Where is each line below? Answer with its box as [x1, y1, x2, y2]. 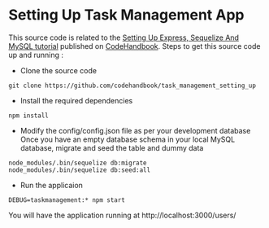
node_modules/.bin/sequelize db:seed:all [8, 165, 151, 174]
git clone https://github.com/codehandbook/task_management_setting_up [8, 81, 256, 90]
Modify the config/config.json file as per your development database [20, 125, 251, 135]
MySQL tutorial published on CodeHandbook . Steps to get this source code [8, 41, 261, 50]
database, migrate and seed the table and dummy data [20, 142, 204, 152]
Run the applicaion [20, 180, 84, 190]
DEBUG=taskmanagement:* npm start [8, 195, 126, 204]
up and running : [8, 50, 63, 59]
